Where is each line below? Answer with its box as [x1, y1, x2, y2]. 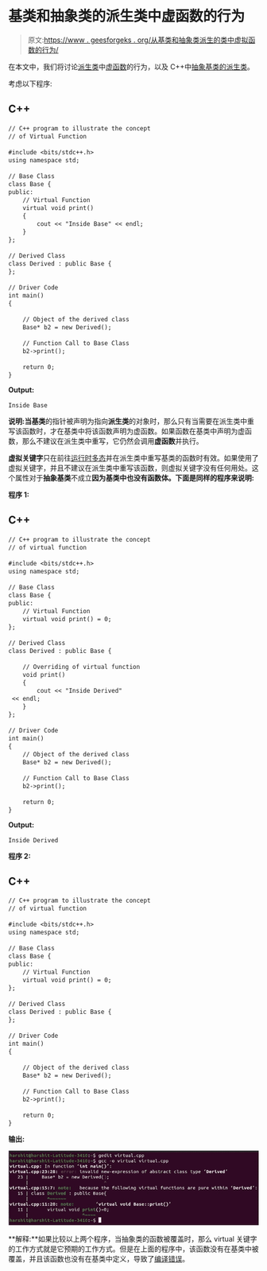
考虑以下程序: [8, 79, 53, 88]
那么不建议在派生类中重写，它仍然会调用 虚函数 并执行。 [21, 436, 203, 445]
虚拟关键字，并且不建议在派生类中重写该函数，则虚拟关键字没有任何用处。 [8, 463, 252, 472]
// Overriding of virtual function [22, 663, 141, 670]
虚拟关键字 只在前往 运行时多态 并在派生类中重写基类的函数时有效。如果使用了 [8, 453, 259, 462]
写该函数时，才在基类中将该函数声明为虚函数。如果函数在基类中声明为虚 [8, 426, 245, 436]
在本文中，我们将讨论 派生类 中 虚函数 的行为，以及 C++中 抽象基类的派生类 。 [8, 61, 254, 72]
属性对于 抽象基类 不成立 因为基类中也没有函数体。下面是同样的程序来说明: [14, 472, 254, 482]
